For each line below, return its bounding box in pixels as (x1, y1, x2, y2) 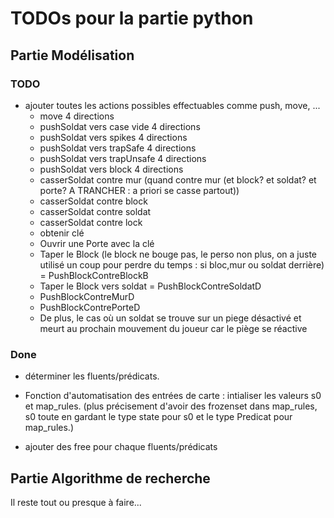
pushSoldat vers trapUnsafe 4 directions (39, 152, 207, 164)
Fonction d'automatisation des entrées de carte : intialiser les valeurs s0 (24, 390, 322, 402)
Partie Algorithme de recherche (10, 470, 211, 487)
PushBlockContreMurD (39, 290, 135, 302)
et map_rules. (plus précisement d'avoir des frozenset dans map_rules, (24, 400, 318, 412)
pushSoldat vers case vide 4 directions (39, 120, 201, 132)
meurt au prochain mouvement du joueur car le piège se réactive (39, 322, 308, 334)
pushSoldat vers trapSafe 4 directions (39, 142, 197, 154)
